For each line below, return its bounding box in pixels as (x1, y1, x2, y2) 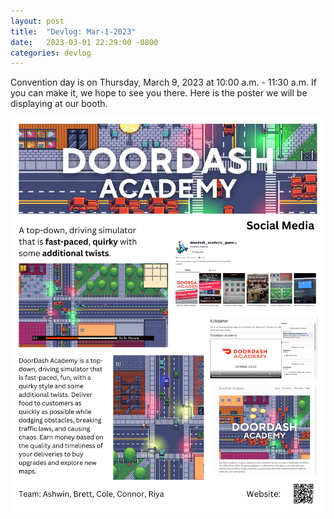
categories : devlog (10, 48, 92, 58)
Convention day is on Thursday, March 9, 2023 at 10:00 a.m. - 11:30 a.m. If (10, 76, 317, 89)
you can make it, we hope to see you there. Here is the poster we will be (10, 87, 308, 99)
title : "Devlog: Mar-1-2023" (10, 26, 137, 37)
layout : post (10, 16, 65, 26)
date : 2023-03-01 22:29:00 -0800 (10, 37, 159, 47)
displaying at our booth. (10, 98, 108, 110)
